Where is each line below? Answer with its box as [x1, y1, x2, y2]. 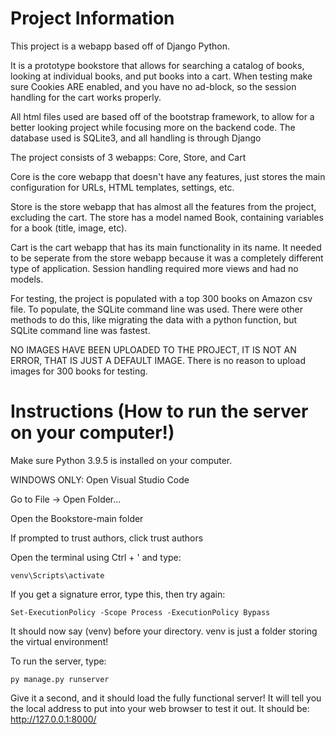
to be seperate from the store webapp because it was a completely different [10, 252, 324, 264]
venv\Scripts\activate [10, 570, 105, 581]
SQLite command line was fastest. [10, 324, 151, 336]
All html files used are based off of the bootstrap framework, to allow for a [10, 110, 315, 122]
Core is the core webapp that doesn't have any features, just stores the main [10, 170, 326, 182]
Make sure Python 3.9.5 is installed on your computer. [10, 454, 233, 466]
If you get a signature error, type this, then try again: [10, 588, 226, 600]
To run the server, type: [10, 655, 107, 667]
